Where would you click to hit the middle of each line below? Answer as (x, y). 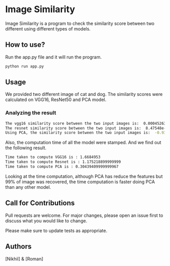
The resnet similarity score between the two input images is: (73, 128)
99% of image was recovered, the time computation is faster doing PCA (80, 182)
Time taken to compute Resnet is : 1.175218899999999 (63, 162)
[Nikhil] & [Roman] (24, 259)
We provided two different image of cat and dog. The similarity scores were (84, 94)
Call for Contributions (40, 203)
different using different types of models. (48, 28)
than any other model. (28, 187)
